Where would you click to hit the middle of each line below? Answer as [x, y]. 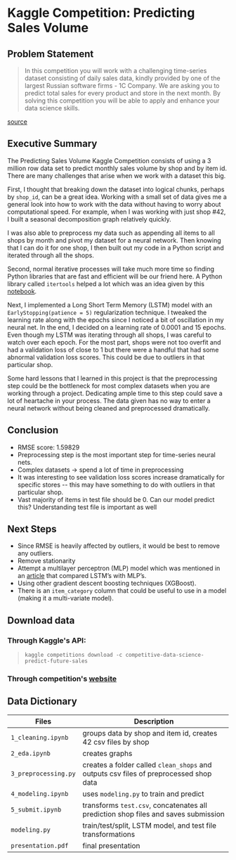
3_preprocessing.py [43, 774]
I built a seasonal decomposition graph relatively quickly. [89, 219]
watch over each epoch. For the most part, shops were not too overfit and [114, 342]
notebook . [22, 291]
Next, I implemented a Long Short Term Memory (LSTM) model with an [110, 304]
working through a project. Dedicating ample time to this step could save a [115, 393]
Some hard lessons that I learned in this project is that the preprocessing [112, 378]
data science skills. [52, 108]
